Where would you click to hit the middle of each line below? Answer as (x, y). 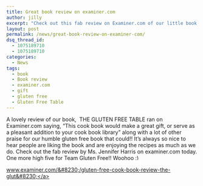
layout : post (23, 29)
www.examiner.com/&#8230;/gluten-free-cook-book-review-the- (88, 170)
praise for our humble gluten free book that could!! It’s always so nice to (96, 138)
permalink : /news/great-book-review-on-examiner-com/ (76, 35)
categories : (21, 57)
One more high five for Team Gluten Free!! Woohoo (70, 158)
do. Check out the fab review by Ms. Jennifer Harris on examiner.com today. (102, 151)
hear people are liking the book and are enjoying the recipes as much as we (101, 145)
